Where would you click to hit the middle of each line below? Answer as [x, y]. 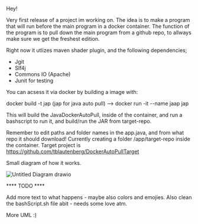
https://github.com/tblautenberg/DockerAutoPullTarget [73, 151]
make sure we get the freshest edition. [53, 39]
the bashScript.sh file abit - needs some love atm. [67, 204]
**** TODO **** [26, 186]
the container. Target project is [43, 145]
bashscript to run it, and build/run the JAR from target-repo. [79, 121]
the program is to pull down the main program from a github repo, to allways [99, 33]
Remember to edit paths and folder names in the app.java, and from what [95, 133]
